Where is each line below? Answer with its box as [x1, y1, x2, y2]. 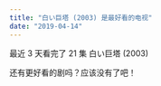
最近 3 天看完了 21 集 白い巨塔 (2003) [9, 47, 149, 59]
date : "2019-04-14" [9, 22, 83, 31]
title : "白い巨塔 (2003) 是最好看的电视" [9, 13, 153, 23]
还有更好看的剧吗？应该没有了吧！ [9, 67, 137, 78]
